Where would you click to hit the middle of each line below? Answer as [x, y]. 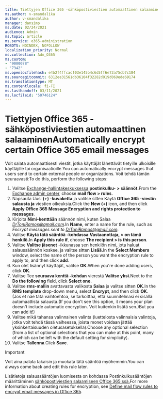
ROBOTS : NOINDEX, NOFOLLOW [32, 46]
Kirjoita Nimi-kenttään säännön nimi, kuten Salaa [61, 219]
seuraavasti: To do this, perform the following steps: [56, 179]
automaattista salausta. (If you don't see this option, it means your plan [82, 302]
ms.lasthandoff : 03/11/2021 [33, 91]
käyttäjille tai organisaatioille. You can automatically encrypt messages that [79, 169]
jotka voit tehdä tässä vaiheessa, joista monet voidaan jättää [72, 322]
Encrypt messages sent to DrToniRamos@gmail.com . [65, 230]
